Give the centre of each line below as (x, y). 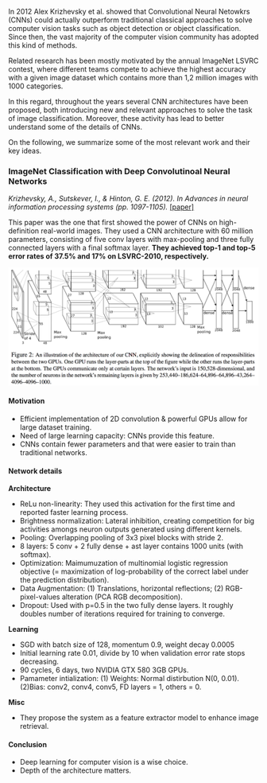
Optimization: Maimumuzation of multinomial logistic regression (124, 563)
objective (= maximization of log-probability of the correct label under (134, 571)
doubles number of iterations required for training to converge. (122, 614)
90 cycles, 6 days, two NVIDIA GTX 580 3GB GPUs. (104, 670)
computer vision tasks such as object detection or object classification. (125, 28)
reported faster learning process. (74, 512)
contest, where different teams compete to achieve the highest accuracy (127, 69)
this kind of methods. (43, 45)
